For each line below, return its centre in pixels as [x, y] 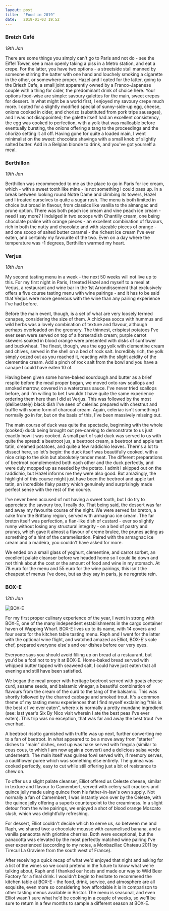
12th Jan [14, 598]
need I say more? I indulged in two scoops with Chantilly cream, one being [82, 216]
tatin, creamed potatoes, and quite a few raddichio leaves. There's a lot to [82, 446]
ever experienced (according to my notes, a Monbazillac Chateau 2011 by [81, 845]
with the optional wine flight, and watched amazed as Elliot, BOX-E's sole [81, 639]
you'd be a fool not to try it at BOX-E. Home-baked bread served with [77, 660]
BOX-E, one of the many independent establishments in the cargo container [84, 623]
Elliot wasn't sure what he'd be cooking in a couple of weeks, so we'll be [80, 898]
